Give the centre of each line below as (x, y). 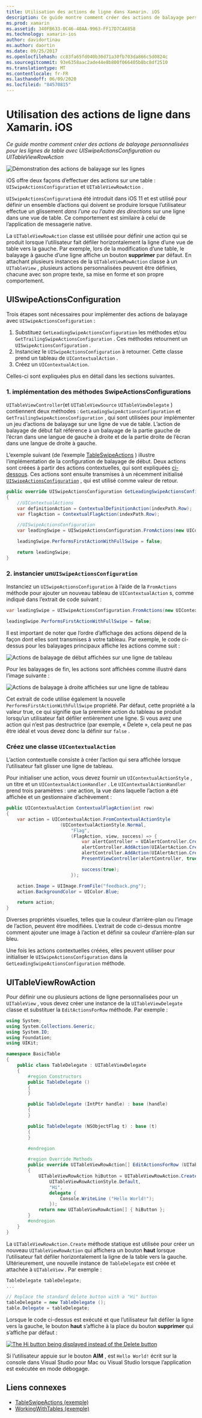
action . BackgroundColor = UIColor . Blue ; (68, 892)
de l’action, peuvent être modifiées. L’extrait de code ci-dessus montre (94, 926)
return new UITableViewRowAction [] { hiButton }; (102, 1210)
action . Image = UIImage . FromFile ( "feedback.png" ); (82, 886)
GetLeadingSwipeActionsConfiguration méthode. (66, 964)
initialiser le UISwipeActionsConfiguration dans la (67, 957)
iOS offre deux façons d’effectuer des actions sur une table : (81, 180)
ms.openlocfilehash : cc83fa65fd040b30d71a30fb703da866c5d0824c (87, 57)
